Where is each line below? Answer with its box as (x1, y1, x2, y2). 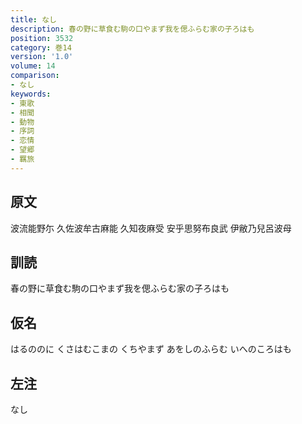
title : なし (10, 14, 57, 25)
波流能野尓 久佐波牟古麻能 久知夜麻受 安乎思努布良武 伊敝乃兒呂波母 (10, 222, 292, 234)
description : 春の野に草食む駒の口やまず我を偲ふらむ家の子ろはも (10, 24, 255, 34)
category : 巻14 (10, 42, 72, 53)
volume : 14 (10, 61, 56, 71)
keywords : (10, 89, 52, 99)
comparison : (10, 71, 60, 81)
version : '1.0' (10, 52, 74, 62)
